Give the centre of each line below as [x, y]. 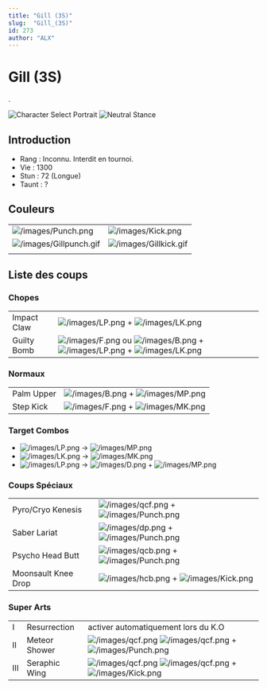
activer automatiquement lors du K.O [156, 627]
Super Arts [30, 608]
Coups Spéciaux [41, 485]
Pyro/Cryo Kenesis [47, 510]
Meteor [40, 640]
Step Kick [30, 406]
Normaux [27, 374]
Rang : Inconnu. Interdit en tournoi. [76, 159]
